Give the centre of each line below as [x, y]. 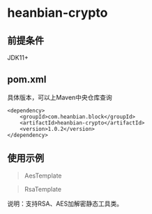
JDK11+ [18, 58]
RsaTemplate [43, 189]
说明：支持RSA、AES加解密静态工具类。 [65, 204]
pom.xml [27, 79]
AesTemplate [43, 176]
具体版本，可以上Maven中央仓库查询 [60, 97]
